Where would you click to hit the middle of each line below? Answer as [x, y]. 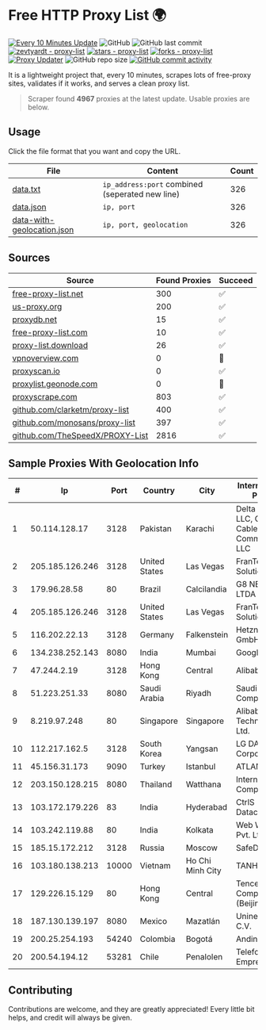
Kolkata [199, 830]
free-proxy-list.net [48, 293]
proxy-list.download [50, 345]
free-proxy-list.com [50, 332]
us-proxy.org [37, 306]
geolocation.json [43, 229]
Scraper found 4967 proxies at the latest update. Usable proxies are [139, 98]
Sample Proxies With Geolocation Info [104, 463]
